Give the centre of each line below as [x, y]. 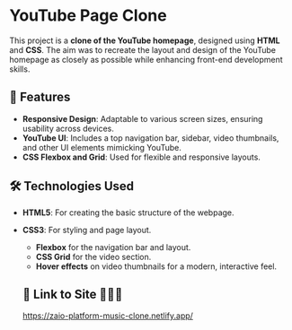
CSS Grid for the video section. [93, 256]
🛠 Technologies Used [72, 186]
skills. [20, 69]
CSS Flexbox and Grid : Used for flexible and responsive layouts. [141, 157]
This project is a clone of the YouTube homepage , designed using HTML [145, 40]
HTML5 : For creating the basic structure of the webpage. [128, 213]
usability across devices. [68, 128]
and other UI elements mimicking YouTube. [102, 147]
